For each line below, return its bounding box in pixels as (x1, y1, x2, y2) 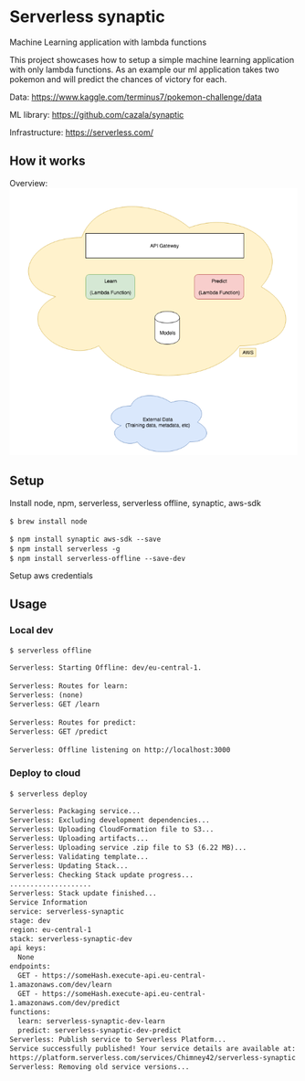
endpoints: (9, 961, 51, 970)
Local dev (9, 623, 54, 636)
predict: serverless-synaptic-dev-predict (17, 1025, 182, 1034)
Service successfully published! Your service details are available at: (9, 1044, 297, 1053)
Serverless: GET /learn (9, 700, 100, 709)
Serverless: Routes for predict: (9, 718, 137, 727)
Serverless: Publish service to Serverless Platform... (9, 1034, 226, 1044)
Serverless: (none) (9, 691, 84, 700)
